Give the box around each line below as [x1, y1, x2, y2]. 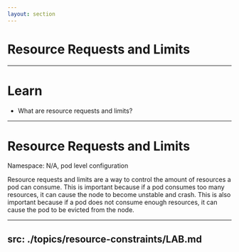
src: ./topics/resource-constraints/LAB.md [7, 233, 203, 245]
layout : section [7, 10, 55, 18]
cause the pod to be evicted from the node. [7, 206, 135, 214]
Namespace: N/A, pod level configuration [7, 161, 129, 170]
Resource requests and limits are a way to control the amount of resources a [7, 176, 231, 184]
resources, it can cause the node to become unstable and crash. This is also [7, 191, 231, 199]
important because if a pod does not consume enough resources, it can [7, 198, 218, 207]
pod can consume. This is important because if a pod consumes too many [7, 183, 225, 191]
